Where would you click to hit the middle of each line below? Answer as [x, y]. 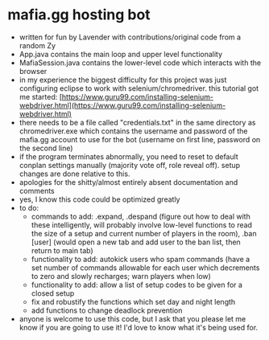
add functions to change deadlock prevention [107, 310]
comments [37, 190]
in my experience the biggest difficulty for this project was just [123, 80]
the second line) [46, 148]
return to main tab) [62, 250]
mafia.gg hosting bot [79, 15]
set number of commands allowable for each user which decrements [145, 268]
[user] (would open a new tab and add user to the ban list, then [136, 242]
